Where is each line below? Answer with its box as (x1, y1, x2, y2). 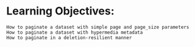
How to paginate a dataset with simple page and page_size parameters (6, 24, 190, 30)
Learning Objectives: (6, 4, 115, 18)
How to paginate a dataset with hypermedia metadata (6, 29, 143, 36)
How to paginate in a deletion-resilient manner (6, 34, 132, 40)
